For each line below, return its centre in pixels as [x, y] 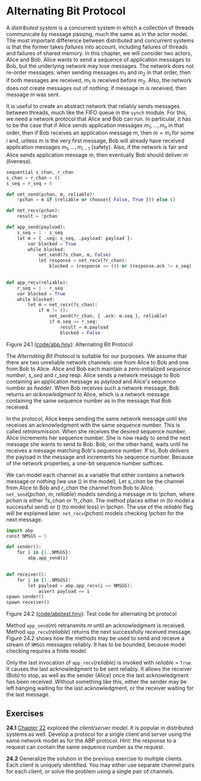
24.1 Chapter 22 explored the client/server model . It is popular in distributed [100, 728]
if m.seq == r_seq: [73, 322]
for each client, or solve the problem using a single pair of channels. [90, 771]
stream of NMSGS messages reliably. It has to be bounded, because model [96, 645]
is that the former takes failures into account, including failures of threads [97, 47]
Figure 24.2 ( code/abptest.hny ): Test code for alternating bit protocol [91, 614]
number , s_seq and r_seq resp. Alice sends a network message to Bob [93, 375]
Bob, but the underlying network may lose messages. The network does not [100, 66]
